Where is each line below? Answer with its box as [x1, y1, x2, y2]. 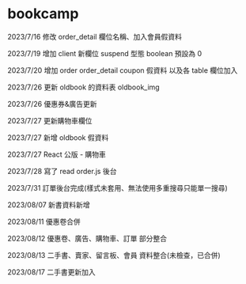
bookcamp [7, 5, 79, 23]
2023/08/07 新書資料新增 [7, 199, 90, 210]
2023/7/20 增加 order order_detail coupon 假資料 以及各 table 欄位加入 [7, 65, 238, 75]
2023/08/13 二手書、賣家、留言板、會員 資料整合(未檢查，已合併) [7, 250, 221, 259]
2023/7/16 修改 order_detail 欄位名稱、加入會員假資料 [7, 32, 183, 41]
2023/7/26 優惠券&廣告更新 [7, 99, 97, 108]
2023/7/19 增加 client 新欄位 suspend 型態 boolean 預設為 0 [7, 48, 202, 58]
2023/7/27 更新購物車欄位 [7, 115, 93, 125]
